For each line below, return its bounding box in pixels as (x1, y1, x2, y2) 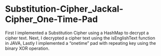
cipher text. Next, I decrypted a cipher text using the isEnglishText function (5, 35, 155, 41)
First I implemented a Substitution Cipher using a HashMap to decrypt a (5, 30, 149, 36)
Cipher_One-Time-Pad (5, 14, 98, 25)
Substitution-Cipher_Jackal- (5, 3, 123, 15)
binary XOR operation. (5, 45, 50, 51)
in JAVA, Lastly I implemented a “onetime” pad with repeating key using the (5, 40, 156, 46)
